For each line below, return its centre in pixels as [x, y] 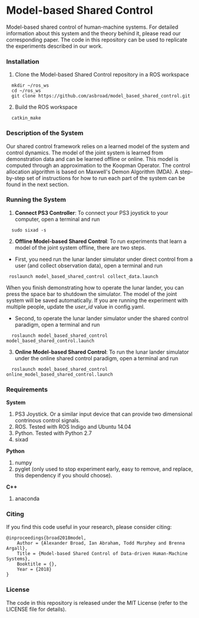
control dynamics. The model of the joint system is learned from [85, 153]
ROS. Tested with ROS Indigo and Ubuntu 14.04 [73, 427]
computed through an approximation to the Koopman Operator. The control [98, 165]
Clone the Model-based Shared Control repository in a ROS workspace [102, 75]
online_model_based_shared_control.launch [60, 375]
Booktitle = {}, [37, 564]
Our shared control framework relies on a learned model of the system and [98, 146]
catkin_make [27, 118]
